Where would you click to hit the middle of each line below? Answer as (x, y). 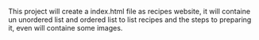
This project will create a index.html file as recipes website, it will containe (129, 11)
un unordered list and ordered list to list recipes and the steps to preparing (130, 20)
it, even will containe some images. (66, 28)
